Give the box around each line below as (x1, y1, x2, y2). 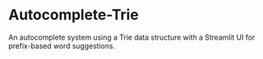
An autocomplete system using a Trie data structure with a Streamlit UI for (8, 32, 256, 42)
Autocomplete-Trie (8, 6, 139, 24)
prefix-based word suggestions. (8, 40, 116, 50)
